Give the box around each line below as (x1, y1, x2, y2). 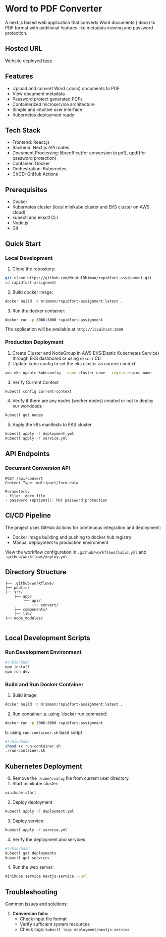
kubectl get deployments (5, 850, 56, 856)
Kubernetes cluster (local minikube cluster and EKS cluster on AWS (12, 204, 150, 210)
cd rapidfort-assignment (5, 280, 56, 285)
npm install (5, 664, 30, 669)
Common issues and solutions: (5, 901, 68, 907)
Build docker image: (12, 289, 54, 295)
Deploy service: (12, 818, 45, 824)
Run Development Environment (5, 648, 82, 655)
